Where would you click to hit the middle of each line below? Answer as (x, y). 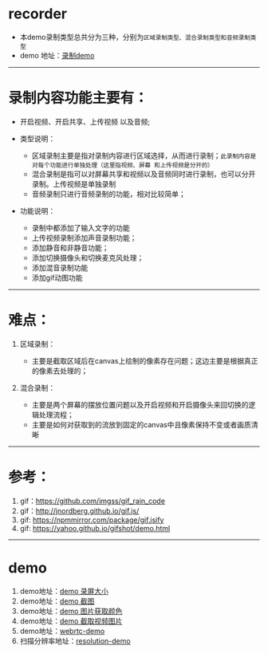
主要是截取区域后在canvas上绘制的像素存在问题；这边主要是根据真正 (145, 360)
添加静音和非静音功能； (70, 247)
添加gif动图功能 (57, 277)
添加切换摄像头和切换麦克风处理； (88, 258)
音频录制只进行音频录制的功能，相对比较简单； (108, 194)
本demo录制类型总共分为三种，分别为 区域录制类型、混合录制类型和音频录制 (135, 37)
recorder (38, 14)
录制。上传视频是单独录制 (74, 183)
